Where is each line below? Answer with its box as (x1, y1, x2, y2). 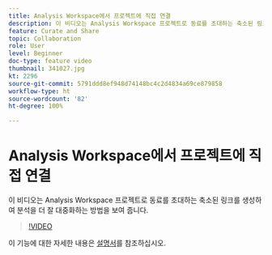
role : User (8, 42, 45, 50)
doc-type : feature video (8, 57, 92, 66)
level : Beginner (8, 49, 63, 57)
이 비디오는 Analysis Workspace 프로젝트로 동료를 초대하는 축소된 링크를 (8, 195, 240, 205)
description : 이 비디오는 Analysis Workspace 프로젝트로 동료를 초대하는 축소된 (8, 19, 253, 28)
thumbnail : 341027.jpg (8, 65, 85, 73)
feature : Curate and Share (8, 27, 100, 35)
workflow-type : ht (8, 87, 70, 96)
